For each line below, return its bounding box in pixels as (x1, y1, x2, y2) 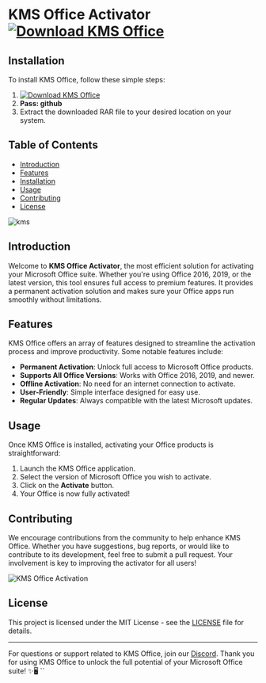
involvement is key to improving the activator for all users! (8, 559, 196, 568)
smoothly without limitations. (8, 295, 102, 304)
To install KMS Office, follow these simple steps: (8, 75, 165, 84)
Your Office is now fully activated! (19, 489, 131, 498)
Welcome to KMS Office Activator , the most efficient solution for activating (8, 261, 254, 270)
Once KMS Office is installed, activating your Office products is (8, 440, 214, 449)
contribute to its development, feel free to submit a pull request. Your (8, 550, 234, 559)
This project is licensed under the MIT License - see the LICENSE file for (8, 617, 244, 627)
